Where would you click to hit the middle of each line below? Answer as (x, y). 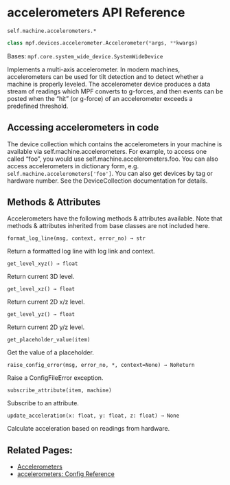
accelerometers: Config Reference (66, 474)
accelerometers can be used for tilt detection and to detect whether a (105, 76)
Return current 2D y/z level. (46, 327)
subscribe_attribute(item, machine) (59, 391)
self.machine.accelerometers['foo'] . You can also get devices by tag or (110, 173)
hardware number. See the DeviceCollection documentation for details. (107, 181)
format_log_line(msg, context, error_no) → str (77, 238)
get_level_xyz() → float (43, 264)
